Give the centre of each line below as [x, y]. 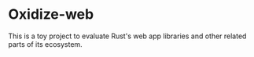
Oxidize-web [51, 14]
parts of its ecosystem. [45, 44]
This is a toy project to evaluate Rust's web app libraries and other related [127, 36]
